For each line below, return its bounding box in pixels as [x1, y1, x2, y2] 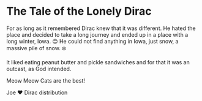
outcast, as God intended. [6, 65, 72, 72]
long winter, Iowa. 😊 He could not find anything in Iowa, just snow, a [6, 37, 179, 45]
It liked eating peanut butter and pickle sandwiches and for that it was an [6, 58, 190, 65]
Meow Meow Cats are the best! [6, 77, 86, 84]
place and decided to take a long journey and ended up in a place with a [6, 31, 189, 38]
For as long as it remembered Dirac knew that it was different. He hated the [6, 24, 196, 32]
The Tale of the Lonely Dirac [6, 4, 152, 18]
